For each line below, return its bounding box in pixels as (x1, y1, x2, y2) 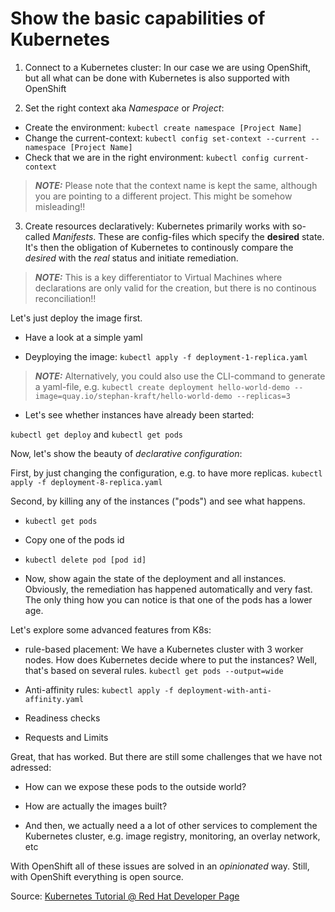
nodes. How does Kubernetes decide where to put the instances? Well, (24, 653, 318, 666)
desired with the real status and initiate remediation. (24, 252, 239, 264)
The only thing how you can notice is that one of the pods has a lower (24, 593, 313, 606)
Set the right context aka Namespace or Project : (24, 102, 225, 114)
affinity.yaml (24, 694, 84, 704)
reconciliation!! (34, 292, 97, 304)
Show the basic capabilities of (10, 7, 266, 30)
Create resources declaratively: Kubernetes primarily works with (24, 220, 290, 232)
